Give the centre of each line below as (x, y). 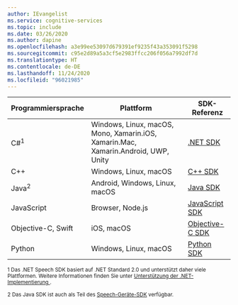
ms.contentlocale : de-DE (44, 67)
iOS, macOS (111, 228)
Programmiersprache (48, 109)
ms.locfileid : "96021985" (45, 80)
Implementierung (28, 282)
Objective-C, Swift (42, 228)
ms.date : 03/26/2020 (38, 34)
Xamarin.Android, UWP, (130, 151)
